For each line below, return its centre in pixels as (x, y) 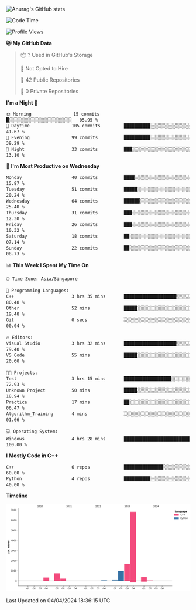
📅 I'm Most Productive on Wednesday (53, 166)
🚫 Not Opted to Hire (44, 68)
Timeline (17, 496)
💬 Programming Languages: (37, 291)
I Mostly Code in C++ (32, 456)
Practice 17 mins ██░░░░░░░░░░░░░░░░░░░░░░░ (98, 402)
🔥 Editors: (20, 338)
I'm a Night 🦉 (22, 102)
